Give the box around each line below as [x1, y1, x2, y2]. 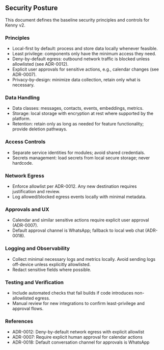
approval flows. [12, 305, 44, 311]
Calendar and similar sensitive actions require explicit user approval [12, 217, 149, 223]
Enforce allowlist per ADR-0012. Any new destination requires [12, 183, 137, 189]
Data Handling [5, 94, 40, 101]
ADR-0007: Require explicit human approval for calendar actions [12, 334, 143, 340]
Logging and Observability [5, 245, 70, 252]
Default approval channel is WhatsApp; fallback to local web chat [12, 227, 144, 233]
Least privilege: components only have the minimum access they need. [12, 51, 156, 57]
